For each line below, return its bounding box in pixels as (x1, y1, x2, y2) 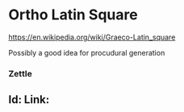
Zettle (8, 68, 32, 79)
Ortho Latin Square (8, 6, 139, 24)
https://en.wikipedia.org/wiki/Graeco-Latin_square (8, 32, 176, 42)
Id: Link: (8, 93, 50, 106)
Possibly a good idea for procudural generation (8, 48, 165, 57)
